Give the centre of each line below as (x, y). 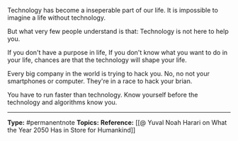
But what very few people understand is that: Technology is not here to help (118, 31)
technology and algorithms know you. (62, 102)
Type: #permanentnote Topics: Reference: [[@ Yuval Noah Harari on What (117, 122)
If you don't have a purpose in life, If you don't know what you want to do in (118, 53)
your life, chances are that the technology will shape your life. (97, 60)
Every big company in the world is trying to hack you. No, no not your (109, 74)
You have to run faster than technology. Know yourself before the (103, 95)
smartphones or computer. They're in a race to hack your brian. (100, 81)
